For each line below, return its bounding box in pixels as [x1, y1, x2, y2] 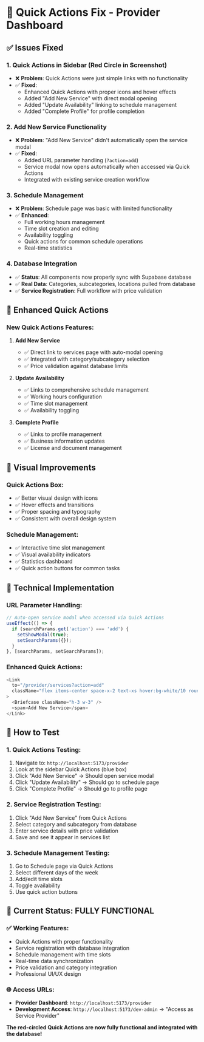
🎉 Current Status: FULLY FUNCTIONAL [6, 906, 155, 916]
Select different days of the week [15, 868, 98, 876]
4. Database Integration [6, 259, 78, 268]
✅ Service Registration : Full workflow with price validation [15, 287, 163, 294]
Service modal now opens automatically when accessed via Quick [24, 163, 190, 171]
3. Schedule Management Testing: [6, 848, 110, 857]
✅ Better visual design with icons [15, 494, 98, 502]
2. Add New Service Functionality [6, 123, 107, 131]
